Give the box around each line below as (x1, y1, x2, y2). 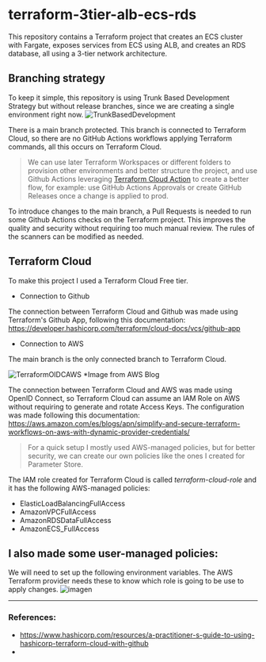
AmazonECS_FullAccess (19, 524, 100, 533)
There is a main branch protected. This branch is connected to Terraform (8, 125, 247, 134)
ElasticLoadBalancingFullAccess (19, 498, 125, 508)
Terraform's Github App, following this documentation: (8, 315, 186, 325)
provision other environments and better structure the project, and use (27, 165, 258, 175)
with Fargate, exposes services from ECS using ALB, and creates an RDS (8, 40, 246, 49)
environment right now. (8, 110, 84, 119)
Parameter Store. (27, 459, 84, 469)
